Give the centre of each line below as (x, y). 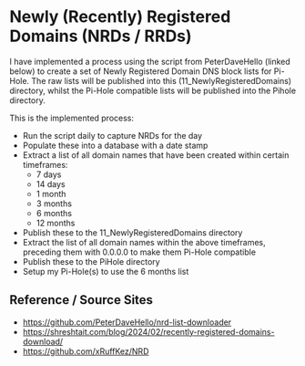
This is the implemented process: (72, 118)
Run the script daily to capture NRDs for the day (112, 135)
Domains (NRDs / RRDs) (101, 36)
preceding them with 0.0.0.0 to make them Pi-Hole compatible (139, 252)
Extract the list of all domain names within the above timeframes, (144, 242)
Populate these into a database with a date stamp (115, 145)
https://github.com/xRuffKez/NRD (86, 351)
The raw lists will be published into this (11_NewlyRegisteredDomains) (162, 80)
